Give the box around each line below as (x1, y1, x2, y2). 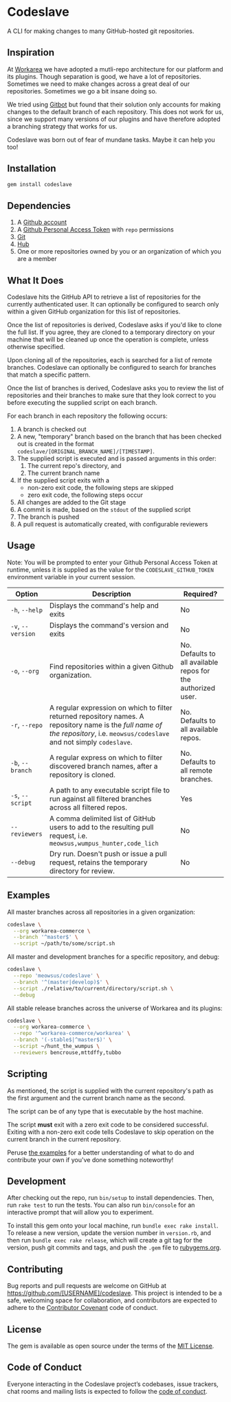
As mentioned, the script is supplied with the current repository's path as (7, 1087, 214, 1095)
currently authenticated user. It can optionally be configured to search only (7, 300, 219, 309)
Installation (7, 163, 56, 175)
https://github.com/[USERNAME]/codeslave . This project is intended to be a (7, 1289, 222, 1298)
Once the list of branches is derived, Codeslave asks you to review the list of (7, 384, 224, 392)
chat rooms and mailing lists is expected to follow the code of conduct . (7, 1387, 208, 1395)
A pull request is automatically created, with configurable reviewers (16, 520, 208, 528)
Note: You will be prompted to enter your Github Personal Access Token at (7, 558, 218, 566)
